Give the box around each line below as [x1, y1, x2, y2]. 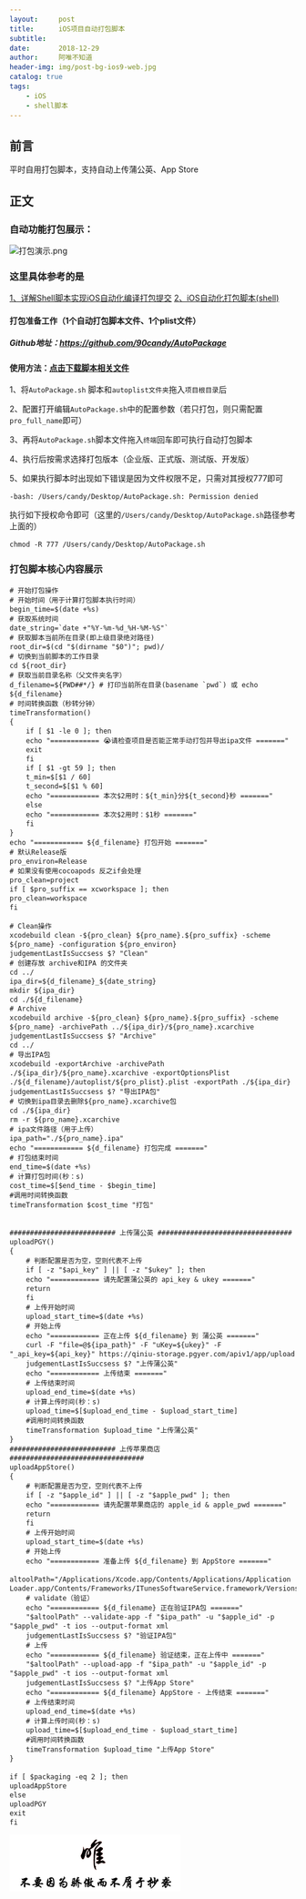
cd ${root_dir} [9, 661, 67, 670]
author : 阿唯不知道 [9, 53, 93, 63]
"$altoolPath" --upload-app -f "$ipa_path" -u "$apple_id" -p [25, 1660, 267, 1669]
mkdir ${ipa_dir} [9, 986, 76, 995]
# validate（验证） [25, 1593, 94, 1602]
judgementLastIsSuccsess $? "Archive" [9, 1031, 157, 1041]
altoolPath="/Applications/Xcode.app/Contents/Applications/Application [9, 1575, 291, 1584]
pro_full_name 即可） [9, 415, 87, 426]
